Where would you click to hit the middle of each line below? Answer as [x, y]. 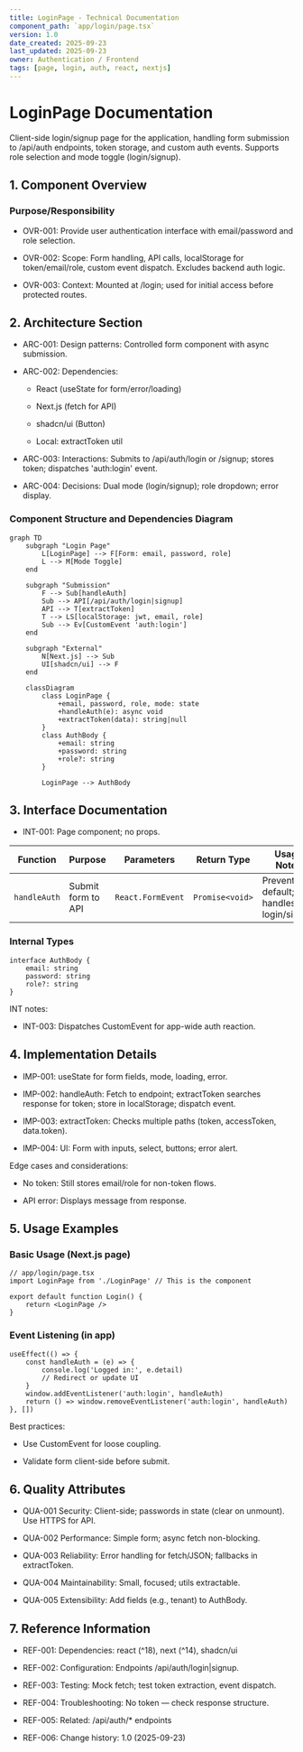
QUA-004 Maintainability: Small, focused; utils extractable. [131, 1583]
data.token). [45, 1130]
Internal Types [42, 941]
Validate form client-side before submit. [96, 1461]
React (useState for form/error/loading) [109, 389]
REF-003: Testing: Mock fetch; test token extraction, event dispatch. [149, 1685]
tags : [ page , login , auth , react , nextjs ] [90, 69]
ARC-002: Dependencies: [70, 372]
